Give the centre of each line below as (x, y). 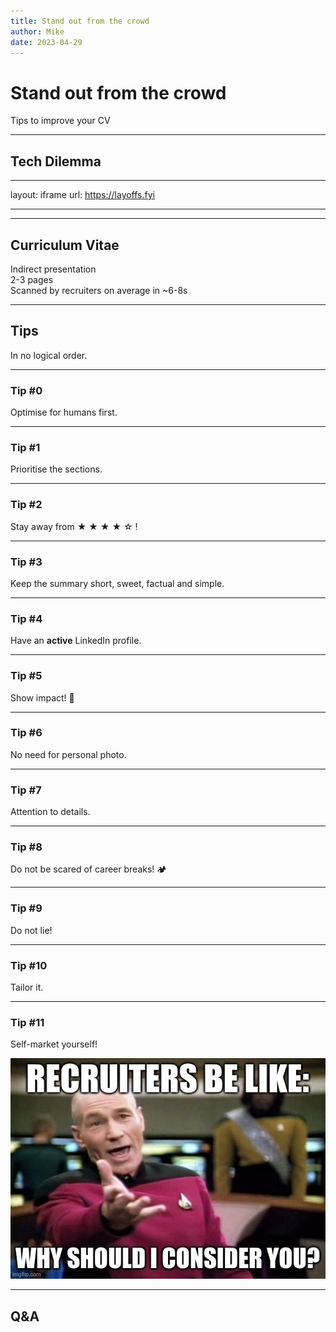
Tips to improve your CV (60, 121)
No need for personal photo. (68, 754)
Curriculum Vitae (65, 245)
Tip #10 (29, 965)
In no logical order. (49, 355)
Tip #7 (26, 790)
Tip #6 (26, 733)
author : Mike (37, 31)
